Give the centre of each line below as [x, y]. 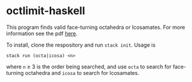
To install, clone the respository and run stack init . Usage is [81, 45]
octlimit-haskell [46, 11]
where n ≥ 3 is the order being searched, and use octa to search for [89, 67]
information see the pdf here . [42, 33]
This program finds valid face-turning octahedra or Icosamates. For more [96, 27]
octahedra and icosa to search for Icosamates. [82, 73]
